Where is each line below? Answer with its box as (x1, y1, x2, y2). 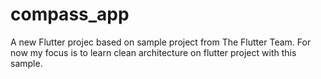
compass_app (10, 3, 130, 26)
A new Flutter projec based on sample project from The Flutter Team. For (10, 36, 312, 48)
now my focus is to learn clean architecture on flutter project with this (10, 46, 297, 58)
